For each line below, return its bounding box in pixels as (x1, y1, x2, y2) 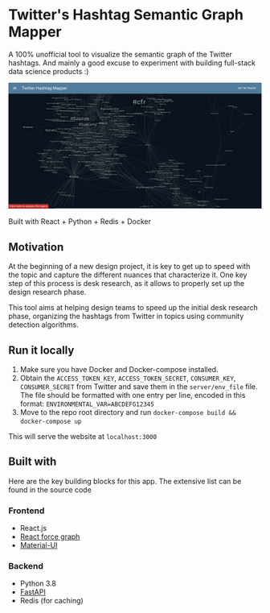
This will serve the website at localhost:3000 (8, 432, 157, 441)
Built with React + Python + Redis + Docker (8, 217, 151, 226)
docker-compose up (19, 417, 82, 426)
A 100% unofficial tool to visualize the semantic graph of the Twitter (8, 49, 233, 59)
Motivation (8, 240, 64, 254)
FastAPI (19, 587, 46, 597)
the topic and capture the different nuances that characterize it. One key (8, 270, 247, 280)
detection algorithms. (8, 320, 79, 329)
